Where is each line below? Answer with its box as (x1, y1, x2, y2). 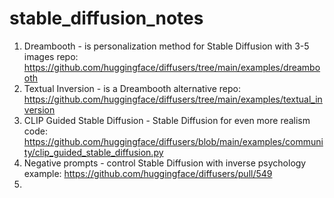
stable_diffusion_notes (9, 7, 204, 30)
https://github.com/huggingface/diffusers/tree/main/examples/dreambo (23, 61, 321, 73)
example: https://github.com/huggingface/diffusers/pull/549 (23, 167, 273, 179)
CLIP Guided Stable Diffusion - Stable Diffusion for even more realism (23, 114, 311, 126)
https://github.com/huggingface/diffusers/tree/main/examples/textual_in (23, 93, 323, 105)
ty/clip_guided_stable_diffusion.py (23, 146, 164, 158)
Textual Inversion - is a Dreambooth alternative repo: (23, 82, 241, 94)
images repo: (23, 50, 79, 62)
